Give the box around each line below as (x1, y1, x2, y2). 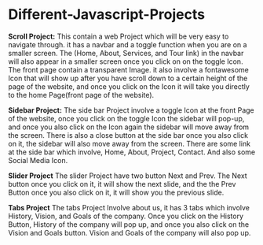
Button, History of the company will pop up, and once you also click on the (8, 219, 250, 229)
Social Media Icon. (8, 155, 68, 165)
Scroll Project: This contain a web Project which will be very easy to (8, 32, 229, 41)
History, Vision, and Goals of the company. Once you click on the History (8, 211, 244, 221)
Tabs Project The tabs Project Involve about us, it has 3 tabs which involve (8, 202, 250, 212)
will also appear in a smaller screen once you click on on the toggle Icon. (8, 57, 243, 66)
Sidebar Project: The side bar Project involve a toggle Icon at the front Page (8, 105, 255, 115)
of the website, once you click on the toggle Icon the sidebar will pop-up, (8, 113, 245, 123)
